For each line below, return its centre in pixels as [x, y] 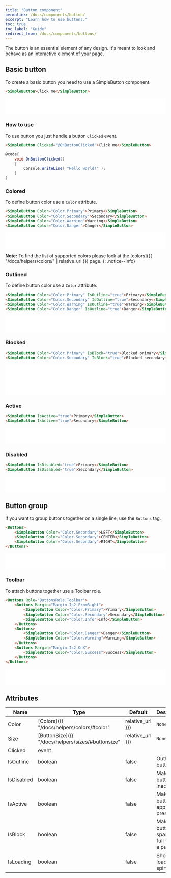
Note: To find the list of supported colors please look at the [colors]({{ [79, 256]
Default [138, 712]
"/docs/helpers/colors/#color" [74, 728]
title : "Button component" [34, 10]
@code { [12, 154]
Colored [15, 191]
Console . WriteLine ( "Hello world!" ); [65, 169]
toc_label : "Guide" [26, 29]
